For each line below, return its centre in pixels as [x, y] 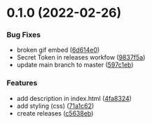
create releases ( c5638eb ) [55, 113]
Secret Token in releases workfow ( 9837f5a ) [81, 57]
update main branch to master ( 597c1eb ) [75, 65]
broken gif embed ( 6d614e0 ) [58, 50]
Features [22, 83]
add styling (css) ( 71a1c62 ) [55, 106]
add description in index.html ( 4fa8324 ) [74, 98]
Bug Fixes [24, 35]
